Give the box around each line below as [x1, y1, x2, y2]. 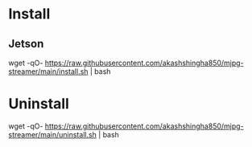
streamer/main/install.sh [8, 67, 89, 76]
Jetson [8, 37, 44, 51]
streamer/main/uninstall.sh [8, 129, 97, 139]
